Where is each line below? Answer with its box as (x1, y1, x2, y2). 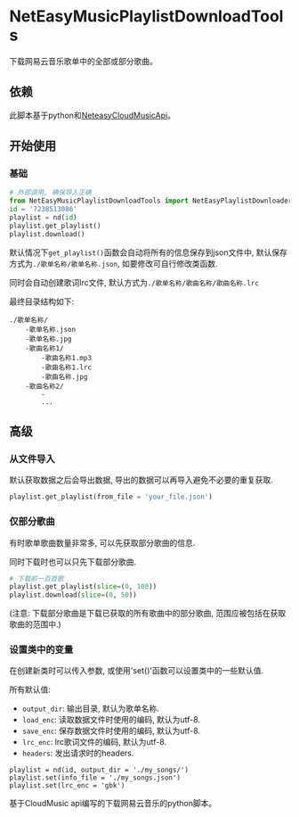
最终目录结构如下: (9, 296, 75, 307)
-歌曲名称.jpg (41, 372, 88, 381)
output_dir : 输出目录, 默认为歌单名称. (21, 703, 160, 714)
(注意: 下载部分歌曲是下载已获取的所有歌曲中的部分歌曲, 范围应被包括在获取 (9, 608, 287, 619)
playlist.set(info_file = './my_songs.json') (9, 773, 181, 782)
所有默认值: (9, 684, 52, 695)
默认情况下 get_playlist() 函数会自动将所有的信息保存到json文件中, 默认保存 (9, 247, 287, 258)
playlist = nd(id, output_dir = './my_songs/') (9, 765, 190, 775)
